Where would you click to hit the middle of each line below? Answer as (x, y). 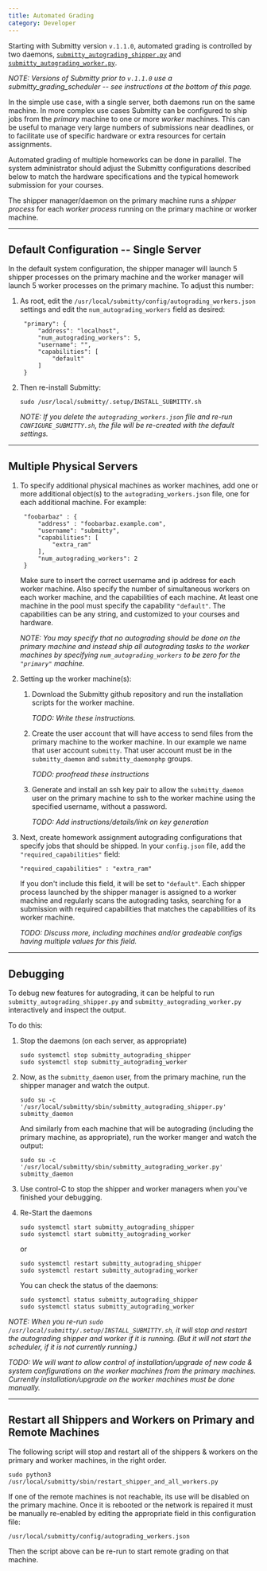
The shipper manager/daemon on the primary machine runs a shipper (122, 200)
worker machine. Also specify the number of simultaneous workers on (135, 589)
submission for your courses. (56, 185)
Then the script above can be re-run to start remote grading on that (118, 1551)
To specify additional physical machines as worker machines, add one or (139, 485)
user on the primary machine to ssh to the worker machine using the (143, 798)
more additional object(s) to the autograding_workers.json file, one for (135, 494)
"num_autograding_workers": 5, (89, 338)
